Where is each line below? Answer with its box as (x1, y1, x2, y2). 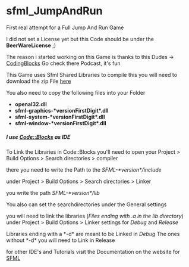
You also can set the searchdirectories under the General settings (6, 201, 167, 208)
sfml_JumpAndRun (6, 4, 103, 18)
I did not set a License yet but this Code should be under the (6, 35, 155, 42)
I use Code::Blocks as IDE (6, 133, 71, 141)
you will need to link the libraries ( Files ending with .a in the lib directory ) (6, 212, 184, 219)
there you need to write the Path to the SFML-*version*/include (6, 166, 162, 173)
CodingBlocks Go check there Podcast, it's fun (6, 60, 121, 67)
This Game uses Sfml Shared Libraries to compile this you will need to (6, 71, 177, 78)
